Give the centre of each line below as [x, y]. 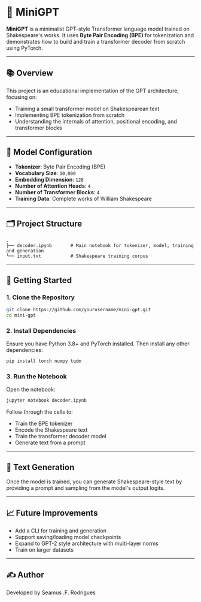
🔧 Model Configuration [49, 152]
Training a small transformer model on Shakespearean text [87, 109]
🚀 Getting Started [39, 280]
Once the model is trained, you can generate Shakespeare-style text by [94, 481]
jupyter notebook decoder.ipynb [46, 401]
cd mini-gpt [21, 315]
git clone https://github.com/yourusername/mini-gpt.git [79, 310]
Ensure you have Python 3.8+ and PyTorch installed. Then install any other [98, 344]
